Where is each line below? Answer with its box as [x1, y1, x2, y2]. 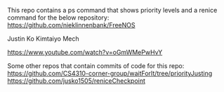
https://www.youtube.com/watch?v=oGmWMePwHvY [7, 48, 163, 56]
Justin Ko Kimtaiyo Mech [7, 34, 79, 43]
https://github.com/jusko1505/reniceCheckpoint [7, 77, 146, 85]
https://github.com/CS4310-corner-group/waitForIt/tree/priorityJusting [7, 70, 213, 77]
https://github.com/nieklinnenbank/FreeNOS [7, 21, 136, 29]
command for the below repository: [7, 13, 110, 22]
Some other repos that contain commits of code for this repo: [7, 62, 185, 70]
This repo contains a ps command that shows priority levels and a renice [7, 6, 218, 14]
